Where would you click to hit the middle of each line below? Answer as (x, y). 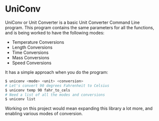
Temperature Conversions (38, 42)
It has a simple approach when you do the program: (56, 72)
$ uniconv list (20, 99)
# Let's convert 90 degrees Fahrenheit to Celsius (57, 86)
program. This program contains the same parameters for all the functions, (79, 27)
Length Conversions (32, 47)
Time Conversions (30, 52)
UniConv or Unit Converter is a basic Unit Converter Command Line (72, 22)
